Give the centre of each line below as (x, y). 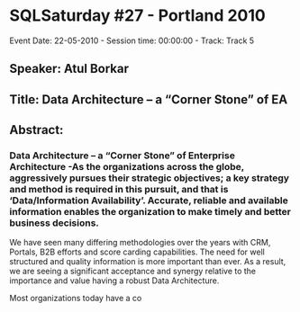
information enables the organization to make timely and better (150, 212)
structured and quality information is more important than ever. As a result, (148, 262)
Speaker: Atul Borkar (69, 69)
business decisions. (54, 223)
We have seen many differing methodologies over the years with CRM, (140, 243)
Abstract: (36, 130)
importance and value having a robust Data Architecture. (114, 281)
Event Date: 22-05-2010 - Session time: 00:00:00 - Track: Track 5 (132, 40)
